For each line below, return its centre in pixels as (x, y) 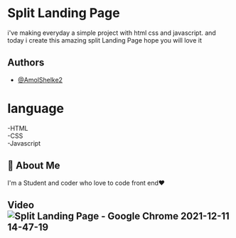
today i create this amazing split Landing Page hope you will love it (105, 40)
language (36, 108)
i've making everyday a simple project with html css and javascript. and (112, 33)
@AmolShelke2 (40, 80)
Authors (26, 63)
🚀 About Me (34, 166)
